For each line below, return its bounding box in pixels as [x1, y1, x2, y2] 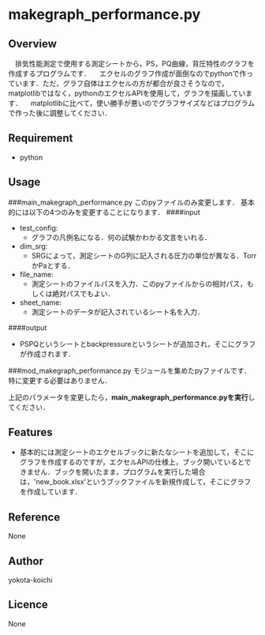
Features [8, 426, 53, 439]
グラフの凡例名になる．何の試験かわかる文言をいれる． [31, 232, 211, 242]
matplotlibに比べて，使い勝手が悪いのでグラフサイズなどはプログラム [30, 99, 255, 107]
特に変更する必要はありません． [8, 375, 112, 385]
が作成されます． [19, 349, 76, 359]
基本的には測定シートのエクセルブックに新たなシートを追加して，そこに [19, 448, 255, 457]
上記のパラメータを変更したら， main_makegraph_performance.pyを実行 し [8, 393, 256, 402]
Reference [8, 510, 61, 524]
